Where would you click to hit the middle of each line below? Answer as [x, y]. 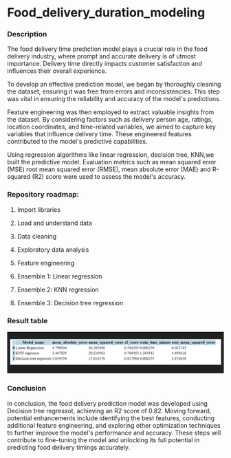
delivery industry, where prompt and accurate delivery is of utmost [101, 56]
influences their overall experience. [57, 71]
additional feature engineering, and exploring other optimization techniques [114, 425]
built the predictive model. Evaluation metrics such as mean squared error [112, 162]
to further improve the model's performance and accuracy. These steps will [114, 433]
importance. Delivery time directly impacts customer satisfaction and [105, 64]
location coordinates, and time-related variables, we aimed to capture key [112, 127]
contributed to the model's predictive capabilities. [77, 142]
